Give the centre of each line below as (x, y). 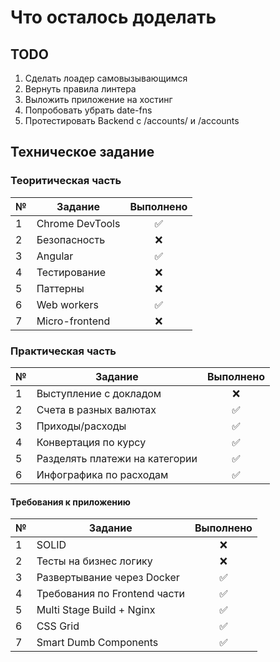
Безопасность (71, 239)
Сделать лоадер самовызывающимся (106, 78)
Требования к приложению (70, 502)
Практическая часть (63, 351)
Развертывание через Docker (108, 578)
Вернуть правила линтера (80, 89)
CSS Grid (58, 626)
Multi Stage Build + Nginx (96, 610)
